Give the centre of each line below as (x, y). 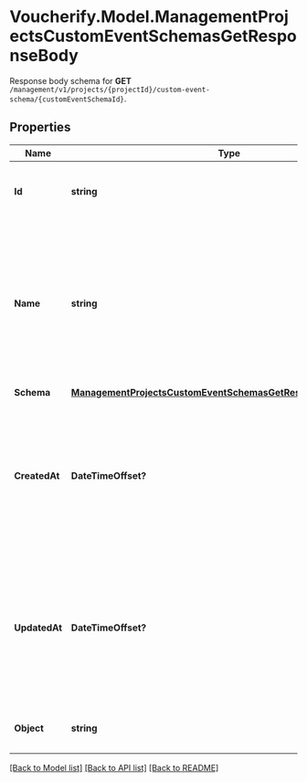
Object (29, 728)
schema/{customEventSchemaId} (67, 99)
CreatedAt (37, 475)
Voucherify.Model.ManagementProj (149, 17)
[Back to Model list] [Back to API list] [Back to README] (114, 767)
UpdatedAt (38, 628)
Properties (40, 127)
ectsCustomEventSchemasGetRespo (153, 36)
